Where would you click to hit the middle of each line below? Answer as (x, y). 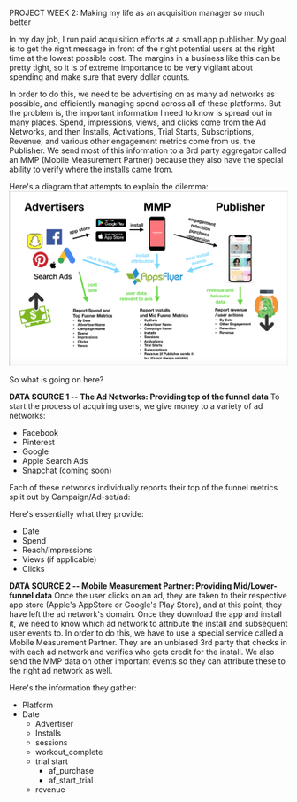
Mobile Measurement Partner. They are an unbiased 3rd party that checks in (148, 642)
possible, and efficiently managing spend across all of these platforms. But (145, 104)
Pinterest (38, 442)
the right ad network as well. (61, 670)
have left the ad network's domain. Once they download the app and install (146, 613)
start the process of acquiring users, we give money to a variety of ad (136, 405)
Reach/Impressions (57, 550)
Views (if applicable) (59, 559)
